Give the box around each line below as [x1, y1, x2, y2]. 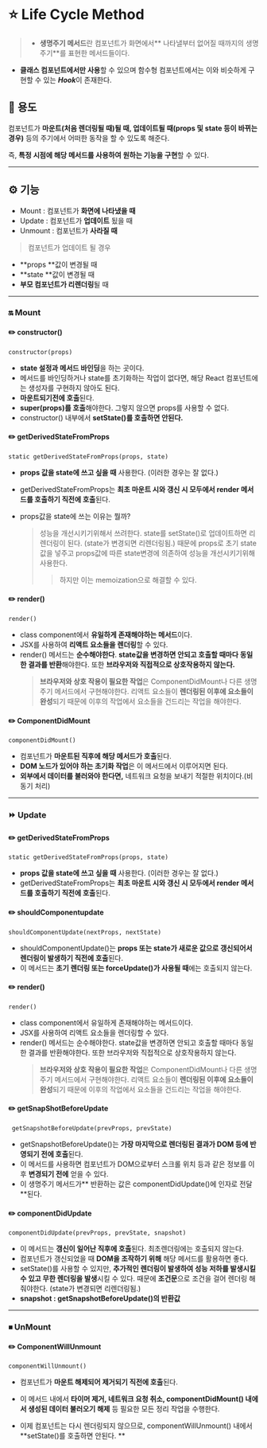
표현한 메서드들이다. [68, 48, 130, 57]
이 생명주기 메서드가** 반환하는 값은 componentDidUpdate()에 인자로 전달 [19, 1179, 253, 1189]
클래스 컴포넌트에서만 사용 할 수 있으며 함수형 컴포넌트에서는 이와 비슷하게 [19, 64, 247, 75]
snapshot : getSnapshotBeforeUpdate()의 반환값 [19, 1294, 181, 1303]
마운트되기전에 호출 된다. [19, 392, 95, 402]
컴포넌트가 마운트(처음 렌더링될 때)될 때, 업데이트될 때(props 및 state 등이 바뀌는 [8, 123, 258, 133]
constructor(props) [8, 348, 73, 356]
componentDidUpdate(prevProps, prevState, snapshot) [8, 1229, 187, 1237]
